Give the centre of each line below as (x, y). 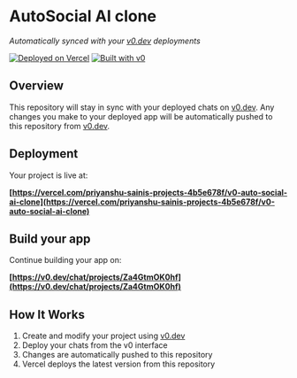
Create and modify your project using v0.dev (103, 336)
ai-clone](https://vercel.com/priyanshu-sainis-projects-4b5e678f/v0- (142, 202)
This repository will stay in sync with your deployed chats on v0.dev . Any (142, 107)
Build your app (50, 239)
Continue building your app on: (65, 260)
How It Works (47, 315)
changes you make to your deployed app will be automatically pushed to (141, 116)
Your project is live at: (49, 175)
